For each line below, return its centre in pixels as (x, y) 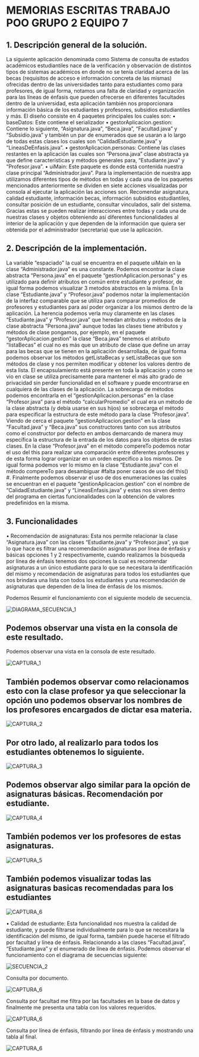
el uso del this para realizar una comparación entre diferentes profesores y (97, 452)
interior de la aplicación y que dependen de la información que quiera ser (96, 223)
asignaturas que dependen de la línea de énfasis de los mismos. (85, 586)
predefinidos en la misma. (38, 502)
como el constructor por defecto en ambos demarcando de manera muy (94, 433)
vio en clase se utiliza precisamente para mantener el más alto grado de (94, 376)
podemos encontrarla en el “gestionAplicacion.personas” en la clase (90, 395)
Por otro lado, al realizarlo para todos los (83, 743)
